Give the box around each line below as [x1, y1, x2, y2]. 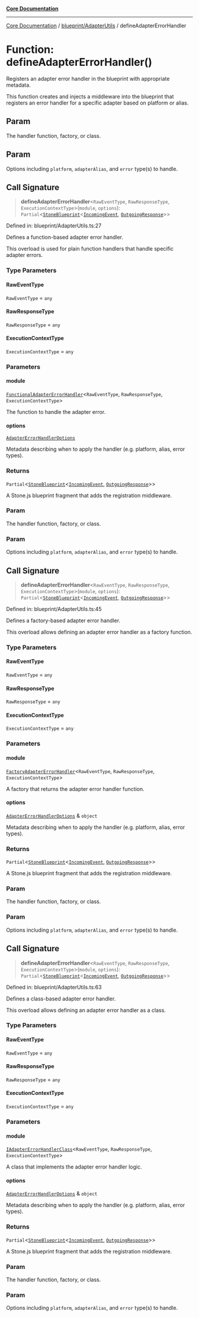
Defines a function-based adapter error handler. [6, 234, 123, 241]
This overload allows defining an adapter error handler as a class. [6, 1006, 166, 1014]
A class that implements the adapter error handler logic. [6, 1163, 142, 1170]
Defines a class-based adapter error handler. [6, 995, 116, 1002]
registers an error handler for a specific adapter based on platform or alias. [6, 99, 189, 106]
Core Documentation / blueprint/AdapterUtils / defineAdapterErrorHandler [6, 22, 187, 29]
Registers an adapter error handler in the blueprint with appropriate [6, 75, 170, 82]
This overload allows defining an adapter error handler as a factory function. [6, 628, 192, 635]
